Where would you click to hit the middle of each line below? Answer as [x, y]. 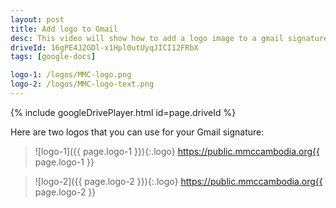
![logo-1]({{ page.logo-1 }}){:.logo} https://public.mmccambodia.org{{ [177, 151]
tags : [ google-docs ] [53, 57]
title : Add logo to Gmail [64, 29]
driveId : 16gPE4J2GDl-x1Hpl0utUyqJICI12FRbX [104, 47]
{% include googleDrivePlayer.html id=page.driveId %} [123, 112]
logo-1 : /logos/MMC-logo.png [71, 75]
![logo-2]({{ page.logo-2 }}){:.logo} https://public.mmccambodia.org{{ [178, 181]
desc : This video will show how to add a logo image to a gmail [147, 38]
